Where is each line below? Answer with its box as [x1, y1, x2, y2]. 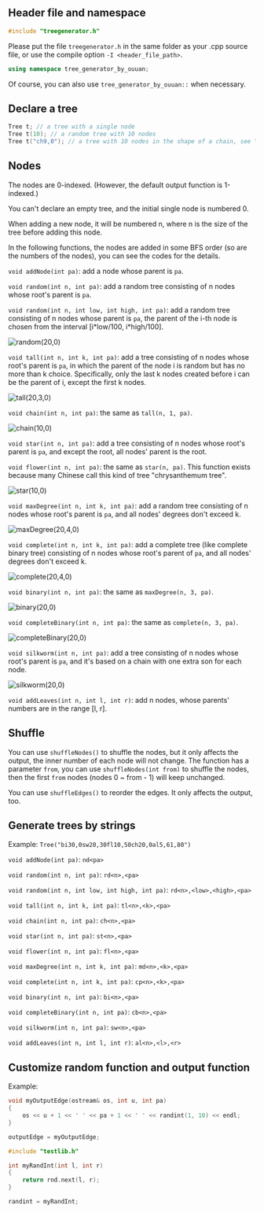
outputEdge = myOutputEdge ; [8, 1133, 101, 1141]
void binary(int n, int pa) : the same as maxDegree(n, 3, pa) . [8, 586, 214, 597]
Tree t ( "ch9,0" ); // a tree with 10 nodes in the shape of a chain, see [8, 138, 251, 146]
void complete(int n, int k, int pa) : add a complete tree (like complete [8, 539, 248, 549]
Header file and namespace [8, 6, 146, 20]
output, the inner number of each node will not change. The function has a [8, 756, 249, 765]
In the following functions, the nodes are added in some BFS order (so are [8, 242, 247, 252]
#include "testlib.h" [8, 1147, 79, 1156]
